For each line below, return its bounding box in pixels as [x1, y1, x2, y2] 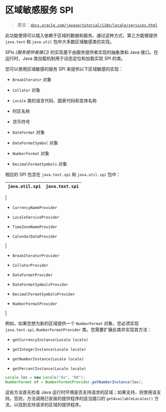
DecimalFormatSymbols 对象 [12, 161, 67, 167]
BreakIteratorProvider [12, 253, 60, 258]
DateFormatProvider [12, 273, 53, 277]
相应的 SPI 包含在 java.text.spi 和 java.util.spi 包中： [5, 171, 121, 177]
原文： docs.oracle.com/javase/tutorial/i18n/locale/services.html [17, 22, 158, 28]
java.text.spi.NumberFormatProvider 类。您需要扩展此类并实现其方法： [5, 326, 152, 333]
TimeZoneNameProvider [12, 224, 57, 229]
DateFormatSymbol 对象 [12, 139, 59, 145]
